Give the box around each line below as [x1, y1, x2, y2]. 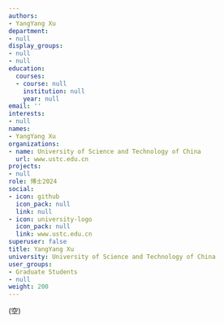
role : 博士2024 [8, 177, 58, 186]
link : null [15, 207, 53, 215]
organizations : [8, 139, 60, 148]
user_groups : [8, 260, 53, 268]
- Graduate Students [8, 268, 79, 276]
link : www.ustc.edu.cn [15, 230, 93, 239]
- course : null [15, 79, 67, 87]
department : [8, 27, 49, 35]
